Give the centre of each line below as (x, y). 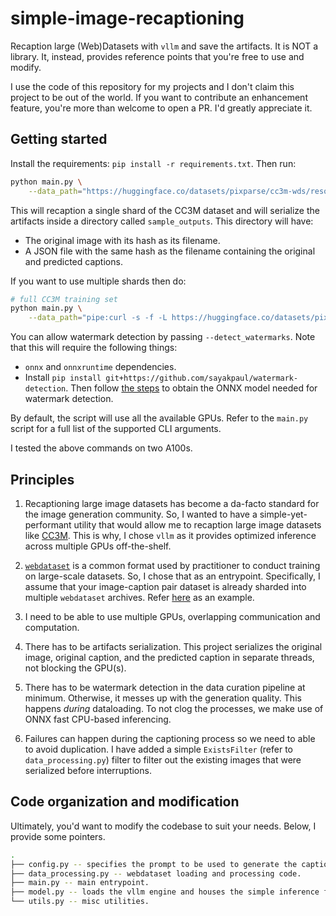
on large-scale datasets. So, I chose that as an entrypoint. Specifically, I (172, 576)
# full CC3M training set (64, 299)
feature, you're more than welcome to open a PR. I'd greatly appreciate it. (161, 108)
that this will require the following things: (94, 348)
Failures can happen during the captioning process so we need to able (170, 738)
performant (48, 524)
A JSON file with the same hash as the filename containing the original (170, 251)
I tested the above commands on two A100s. (101, 448)
